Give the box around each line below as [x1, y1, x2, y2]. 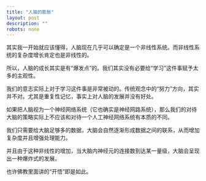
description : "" [6, 20, 48, 26]
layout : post [6, 15, 40, 21]
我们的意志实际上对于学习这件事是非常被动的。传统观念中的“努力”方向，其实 [6, 85, 199, 93]
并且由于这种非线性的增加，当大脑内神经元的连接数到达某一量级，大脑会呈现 [6, 147, 200, 155]
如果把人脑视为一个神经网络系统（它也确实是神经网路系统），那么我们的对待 [6, 106, 197, 114]
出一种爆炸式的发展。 [6, 155, 60, 163]
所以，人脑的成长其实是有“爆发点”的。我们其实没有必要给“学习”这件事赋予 [6, 64, 193, 72]
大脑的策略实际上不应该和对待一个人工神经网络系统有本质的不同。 [6, 114, 173, 121]
